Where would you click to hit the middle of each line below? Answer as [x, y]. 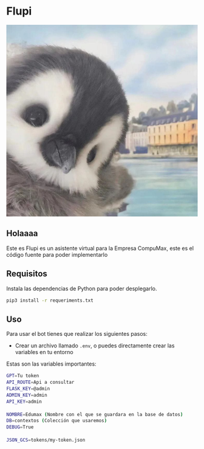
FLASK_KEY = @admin [28, 389]
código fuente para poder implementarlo [57, 254]
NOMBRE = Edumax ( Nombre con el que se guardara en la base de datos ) [95, 414]
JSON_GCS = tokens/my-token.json [46, 440]
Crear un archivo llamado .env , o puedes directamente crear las [95, 346]
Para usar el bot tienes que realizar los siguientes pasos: [77, 334]
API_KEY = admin [24, 402]
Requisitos [27, 274]
